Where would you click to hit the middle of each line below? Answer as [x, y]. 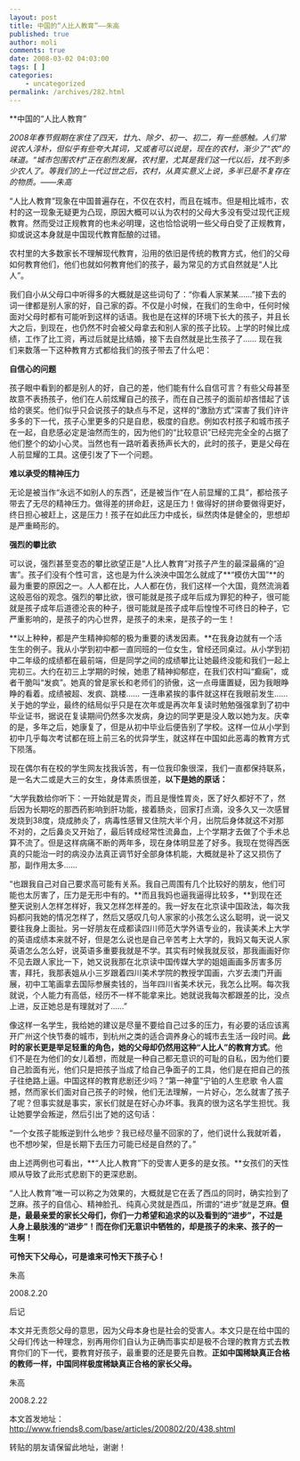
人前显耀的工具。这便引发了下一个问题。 [83, 454]
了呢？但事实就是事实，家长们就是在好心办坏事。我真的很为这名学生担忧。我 [150, 1102]
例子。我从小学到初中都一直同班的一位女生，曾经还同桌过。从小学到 [157, 649]
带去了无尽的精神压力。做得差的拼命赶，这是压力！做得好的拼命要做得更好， [150, 503]
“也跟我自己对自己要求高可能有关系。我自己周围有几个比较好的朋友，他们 [144, 884]
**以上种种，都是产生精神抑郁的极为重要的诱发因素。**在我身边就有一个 [142, 638]
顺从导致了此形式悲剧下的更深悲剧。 [76, 1174]
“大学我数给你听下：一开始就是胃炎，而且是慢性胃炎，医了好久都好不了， [144, 798]
